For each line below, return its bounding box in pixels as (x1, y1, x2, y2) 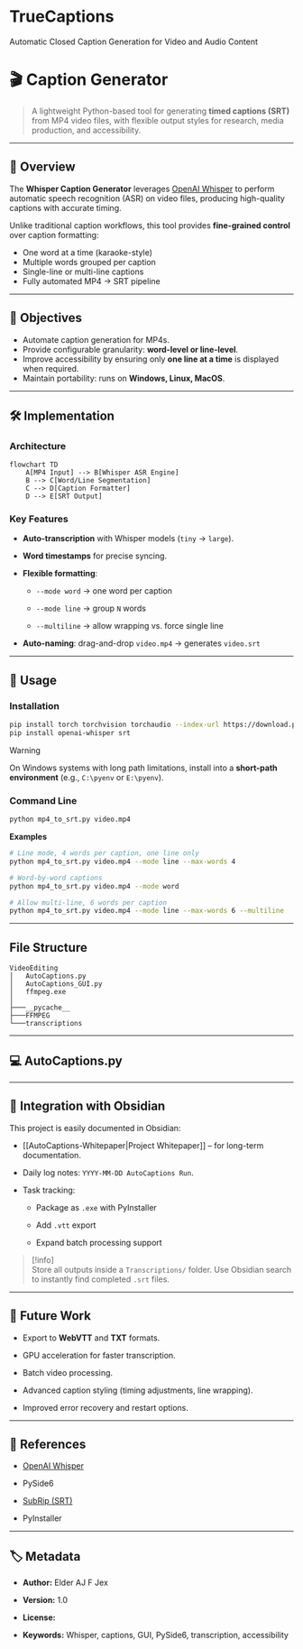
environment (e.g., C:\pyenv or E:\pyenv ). (9, 771, 164, 782)
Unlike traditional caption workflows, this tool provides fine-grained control (9, 219, 291, 231)
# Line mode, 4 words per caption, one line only (9, 849, 200, 858)
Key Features (9, 512, 69, 525)
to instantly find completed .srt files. (31, 1274, 170, 1285)
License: (22, 1612, 56, 1623)
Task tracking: (22, 1184, 76, 1195)
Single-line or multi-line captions (22, 266, 144, 277)
